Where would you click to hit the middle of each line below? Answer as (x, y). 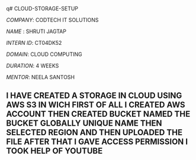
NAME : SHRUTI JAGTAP (36, 31)
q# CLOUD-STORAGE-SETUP (42, 9)
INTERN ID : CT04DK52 (34, 43)
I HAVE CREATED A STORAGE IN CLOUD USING (94, 96)
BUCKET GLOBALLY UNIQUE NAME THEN (84, 123)
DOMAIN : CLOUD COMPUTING (44, 54)
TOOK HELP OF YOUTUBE (54, 151)
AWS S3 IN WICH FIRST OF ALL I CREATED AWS (96, 105)
